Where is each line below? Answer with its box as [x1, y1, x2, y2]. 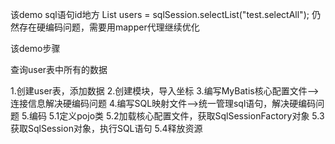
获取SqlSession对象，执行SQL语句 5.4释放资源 [10, 123, 203, 134]
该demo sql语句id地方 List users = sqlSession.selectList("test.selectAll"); [10, 9, 310, 20]
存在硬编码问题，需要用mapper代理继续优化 [18, 21, 200, 33]
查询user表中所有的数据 [10, 64, 108, 75]
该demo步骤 [10, 43, 61, 54]
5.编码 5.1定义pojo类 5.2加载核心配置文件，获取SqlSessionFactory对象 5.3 [21, 110, 325, 122]
